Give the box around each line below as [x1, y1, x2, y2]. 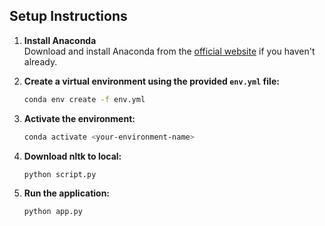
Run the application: [23, 187, 111, 199]
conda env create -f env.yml [23, 94, 146, 104]
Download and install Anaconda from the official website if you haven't [23, 45, 316, 57]
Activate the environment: [23, 112, 136, 124]
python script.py [23, 169, 97, 179]
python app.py [23, 207, 83, 217]
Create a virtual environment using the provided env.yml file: [23, 75, 280, 87]
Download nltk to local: [23, 150, 122, 162]
